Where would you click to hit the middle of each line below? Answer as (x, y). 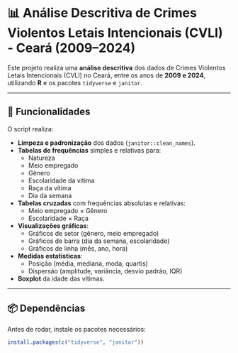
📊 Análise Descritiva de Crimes (102, 13)
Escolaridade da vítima (61, 180)
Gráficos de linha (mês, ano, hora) (78, 248)
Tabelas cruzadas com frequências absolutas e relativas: (102, 203)
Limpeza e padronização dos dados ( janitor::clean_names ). (107, 143)
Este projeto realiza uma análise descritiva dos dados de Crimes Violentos (117, 67)
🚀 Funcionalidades (49, 112)
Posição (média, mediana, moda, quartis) (88, 264)
